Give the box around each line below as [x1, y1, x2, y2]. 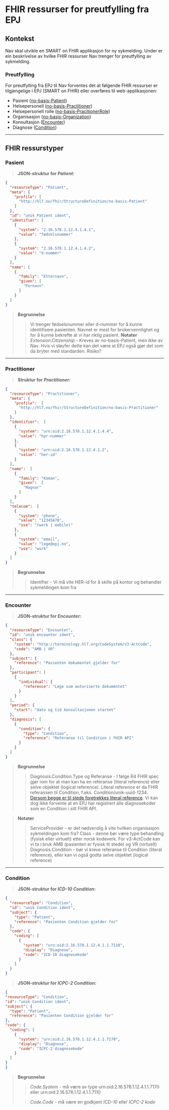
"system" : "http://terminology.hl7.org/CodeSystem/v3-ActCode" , [14, 642, 152, 647]
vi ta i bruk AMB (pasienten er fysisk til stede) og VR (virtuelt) [30, 841, 157, 847]
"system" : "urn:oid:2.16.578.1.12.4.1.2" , [18, 448, 109, 453]
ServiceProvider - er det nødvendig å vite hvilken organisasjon [30, 825, 160, 831]
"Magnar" [23, 485, 42, 490]
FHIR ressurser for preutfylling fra [5, 4, 149, 15]
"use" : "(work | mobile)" [18, 522, 73, 528]
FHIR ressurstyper [5, 144, 64, 152]
